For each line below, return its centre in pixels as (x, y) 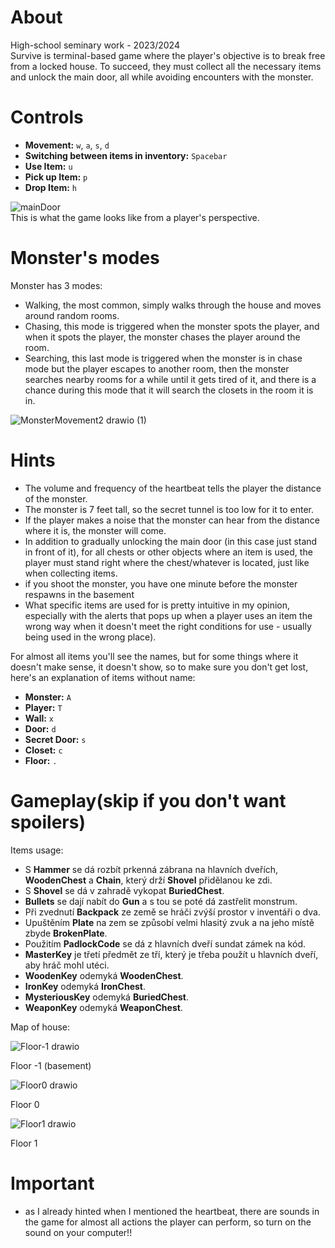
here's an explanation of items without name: (103, 677)
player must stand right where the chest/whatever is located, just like (167, 562)
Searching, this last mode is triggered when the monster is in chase (163, 358)
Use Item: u (48, 166)
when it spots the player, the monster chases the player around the (162, 337)
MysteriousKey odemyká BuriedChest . (107, 997)
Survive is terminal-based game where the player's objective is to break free (168, 55)
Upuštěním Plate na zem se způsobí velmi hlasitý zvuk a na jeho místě (169, 922)
